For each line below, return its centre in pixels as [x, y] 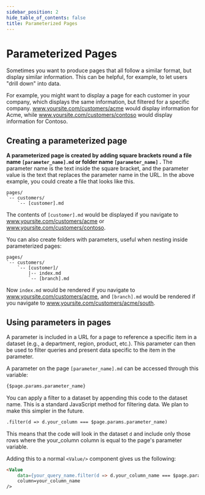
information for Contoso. [37, 121]
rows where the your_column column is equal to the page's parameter [94, 440]
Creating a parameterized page [67, 140]
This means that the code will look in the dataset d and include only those [99, 434]
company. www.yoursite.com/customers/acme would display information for [103, 108]
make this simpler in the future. [45, 411]
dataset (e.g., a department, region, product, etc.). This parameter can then [101, 343]
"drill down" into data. [34, 84]
